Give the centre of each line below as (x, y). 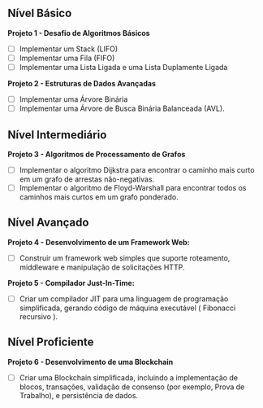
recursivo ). (39, 316)
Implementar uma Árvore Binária (73, 99)
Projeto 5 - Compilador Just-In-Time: (71, 283)
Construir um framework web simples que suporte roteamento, (125, 258)
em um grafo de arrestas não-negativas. (87, 179)
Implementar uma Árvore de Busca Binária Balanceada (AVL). (122, 108)
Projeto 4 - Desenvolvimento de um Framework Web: (99, 242)
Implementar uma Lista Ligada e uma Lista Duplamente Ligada (123, 67)
